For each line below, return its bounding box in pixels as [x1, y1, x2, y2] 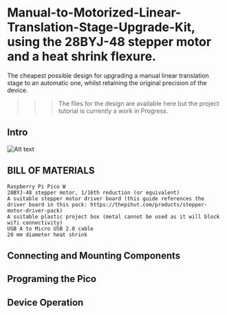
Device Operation [7, 296, 84, 308]
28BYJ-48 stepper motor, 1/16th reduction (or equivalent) [7, 189, 180, 196]
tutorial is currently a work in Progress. [58, 107, 169, 115]
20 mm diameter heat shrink [7, 231, 88, 238]
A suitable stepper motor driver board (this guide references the [7, 195, 205, 202]
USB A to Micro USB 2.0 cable [7, 225, 94, 232]
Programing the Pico [7, 273, 97, 285]
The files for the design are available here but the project [58, 99, 219, 107]
